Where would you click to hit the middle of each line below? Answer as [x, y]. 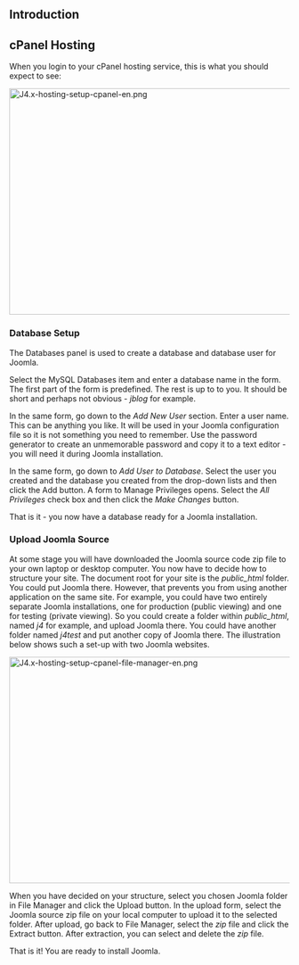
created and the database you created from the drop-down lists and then [143, 480]
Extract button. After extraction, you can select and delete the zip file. [137, 933]
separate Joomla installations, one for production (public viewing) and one [145, 606]
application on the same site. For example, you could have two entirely [138, 597]
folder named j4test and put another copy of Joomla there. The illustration [145, 635]
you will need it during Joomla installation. [86, 453]
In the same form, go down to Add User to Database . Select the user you [143, 471]
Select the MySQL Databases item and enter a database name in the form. [145, 379]
